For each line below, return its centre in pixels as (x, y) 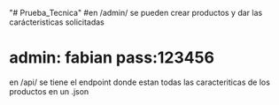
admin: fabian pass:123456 (112, 58)
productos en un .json (49, 91)
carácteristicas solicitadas (57, 22)
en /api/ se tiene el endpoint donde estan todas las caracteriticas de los (139, 82)
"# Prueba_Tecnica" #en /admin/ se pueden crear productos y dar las (136, 13)
